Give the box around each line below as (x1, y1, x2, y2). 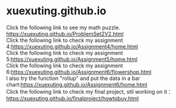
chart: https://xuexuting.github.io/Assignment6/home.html (6, 81, 147, 88)
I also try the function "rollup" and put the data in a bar (6, 75, 140, 82)
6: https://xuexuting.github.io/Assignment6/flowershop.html (6, 68, 152, 75)
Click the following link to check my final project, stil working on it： (6, 88, 173, 95)
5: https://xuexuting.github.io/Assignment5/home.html (6, 55, 138, 63)
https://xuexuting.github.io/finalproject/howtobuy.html (6, 94, 139, 102)
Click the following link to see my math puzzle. (6, 24, 121, 31)
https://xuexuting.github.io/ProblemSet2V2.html (6, 30, 124, 37)
